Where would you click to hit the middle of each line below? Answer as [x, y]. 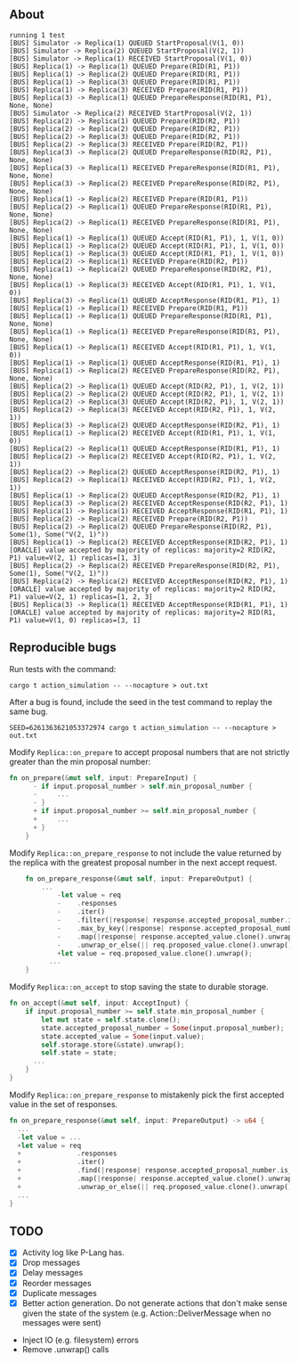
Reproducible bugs [63, 648]
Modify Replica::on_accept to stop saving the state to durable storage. [139, 987]
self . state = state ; [79, 1053]
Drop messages [51, 1263]
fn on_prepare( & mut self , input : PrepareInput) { [103, 778]
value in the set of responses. [64, 1104]
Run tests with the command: [63, 669]
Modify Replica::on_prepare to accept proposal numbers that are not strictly [149, 751]
